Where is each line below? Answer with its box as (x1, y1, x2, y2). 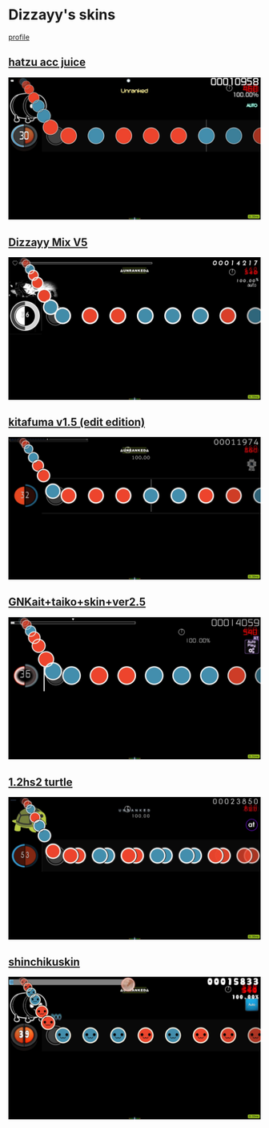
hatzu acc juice (8, 55, 86, 69)
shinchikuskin (8, 954, 80, 969)
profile (8, 32, 30, 42)
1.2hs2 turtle (8, 775, 73, 789)
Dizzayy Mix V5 (8, 235, 88, 249)
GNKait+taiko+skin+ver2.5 (8, 595, 147, 609)
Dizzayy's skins (8, 6, 116, 24)
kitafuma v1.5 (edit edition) (8, 415, 146, 429)
